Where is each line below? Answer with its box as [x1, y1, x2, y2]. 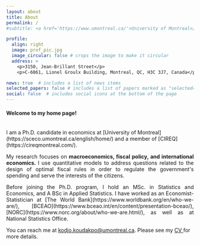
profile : [6, 36, 28, 42]
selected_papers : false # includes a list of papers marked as [6, 86, 167, 92]
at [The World [36, 196, 75, 203]
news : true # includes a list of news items [6, 80, 121, 86]
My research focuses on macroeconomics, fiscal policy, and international [6, 153, 195, 161]
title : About [6, 14, 39, 20]
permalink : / [6, 20, 39, 26]
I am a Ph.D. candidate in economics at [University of [6, 129, 136, 136]
